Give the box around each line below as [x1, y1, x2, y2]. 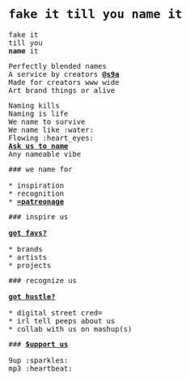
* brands [8, 244, 43, 253]
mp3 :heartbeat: [8, 363, 73, 373]
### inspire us [8, 212, 69, 221]
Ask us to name [8, 141, 69, 150]
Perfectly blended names [8, 61, 107, 70]
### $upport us [8, 339, 69, 349]
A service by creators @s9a [8, 70, 120, 78]
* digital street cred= [8, 308, 103, 317]
